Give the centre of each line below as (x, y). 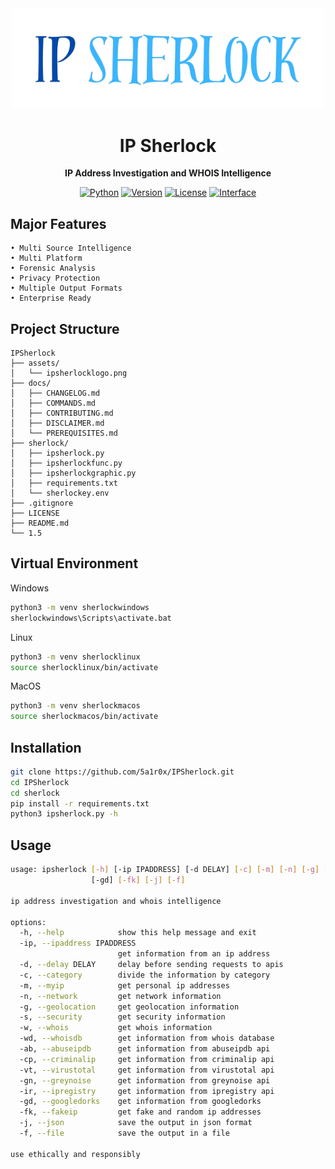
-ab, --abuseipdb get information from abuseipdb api (145, 1049)
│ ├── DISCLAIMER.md (57, 423)
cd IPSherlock (40, 782)
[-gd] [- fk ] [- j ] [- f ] (138, 880)
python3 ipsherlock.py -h (64, 814)
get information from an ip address (194, 954)
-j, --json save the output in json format (136, 1123)
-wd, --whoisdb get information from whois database (147, 1038)
